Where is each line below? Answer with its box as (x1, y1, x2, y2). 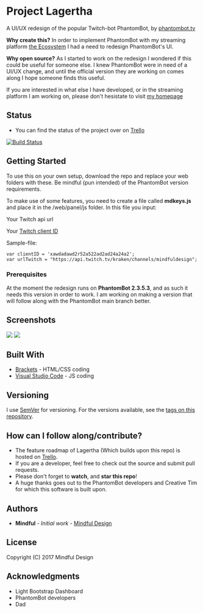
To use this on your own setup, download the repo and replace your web (6, 172, 189, 180)
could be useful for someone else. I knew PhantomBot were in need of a (6, 61, 188, 68)
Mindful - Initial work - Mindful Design (15, 519, 112, 527)
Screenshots (6, 315, 56, 325)
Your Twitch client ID (6, 227, 59, 235)
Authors (6, 503, 38, 514)
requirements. (6, 185, 41, 193)
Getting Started (6, 156, 66, 166)
